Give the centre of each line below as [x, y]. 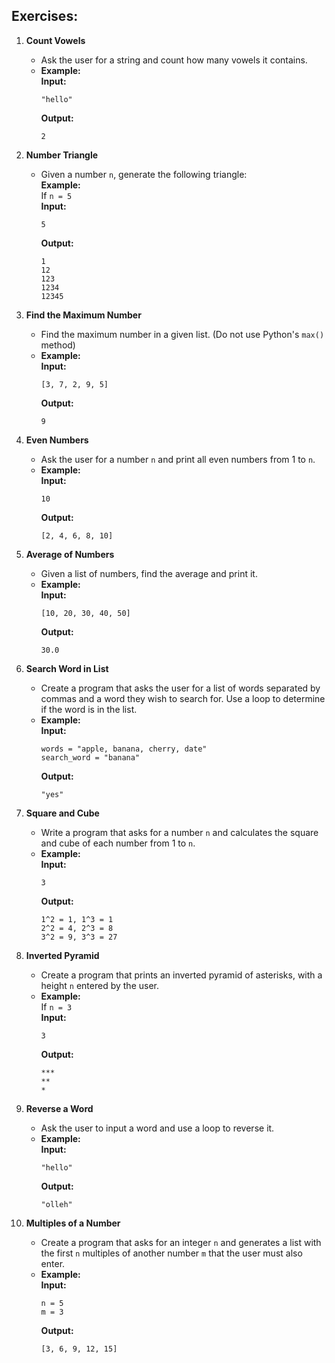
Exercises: [45, 16]
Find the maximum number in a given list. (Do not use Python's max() [182, 334]
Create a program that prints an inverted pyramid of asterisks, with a [181, 975]
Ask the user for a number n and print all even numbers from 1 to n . [178, 459]
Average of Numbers [70, 554]
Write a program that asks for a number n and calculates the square [179, 832]
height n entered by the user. [99, 985]
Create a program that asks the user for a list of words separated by [180, 688]
